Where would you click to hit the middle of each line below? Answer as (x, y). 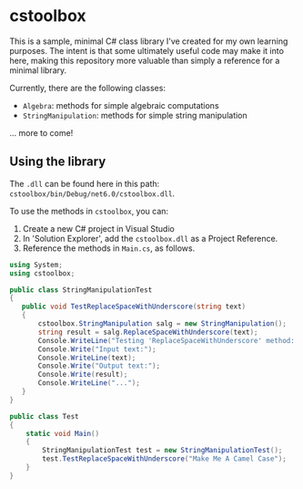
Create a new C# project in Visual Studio (98, 228)
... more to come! (41, 132)
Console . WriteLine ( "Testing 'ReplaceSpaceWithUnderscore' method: (167, 340)
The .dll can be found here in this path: (85, 183)
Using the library (58, 162)
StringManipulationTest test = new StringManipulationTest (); (162, 451)
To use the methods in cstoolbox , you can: (89, 211)
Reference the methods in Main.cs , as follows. (109, 248)
